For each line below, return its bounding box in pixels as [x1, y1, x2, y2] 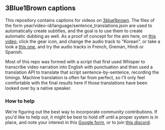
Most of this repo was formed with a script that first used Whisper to [5, 58, 146, 64]
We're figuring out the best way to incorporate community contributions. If [5, 109, 158, 115]
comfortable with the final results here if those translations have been [5, 80, 148, 86]
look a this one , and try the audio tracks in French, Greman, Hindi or [5, 43, 144, 49]
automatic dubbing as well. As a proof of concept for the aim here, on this [5, 33, 156, 39]
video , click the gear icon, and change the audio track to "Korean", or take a [5, 38, 161, 44]
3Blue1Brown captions [5, 4, 76, 12]
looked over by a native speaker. [5, 85, 72, 91]
